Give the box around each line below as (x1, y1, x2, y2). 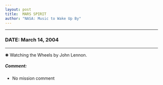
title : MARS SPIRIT (5, 12, 47, 16)
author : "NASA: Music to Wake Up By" (5, 16, 81, 21)
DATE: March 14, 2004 (5, 37, 59, 43)
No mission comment (12, 75, 55, 81)
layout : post (5, 7, 32, 12)
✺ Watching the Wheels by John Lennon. (5, 52, 87, 58)
